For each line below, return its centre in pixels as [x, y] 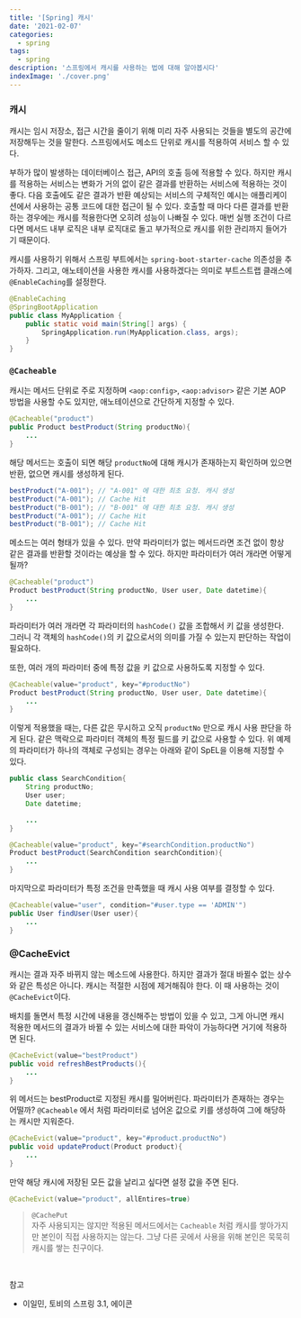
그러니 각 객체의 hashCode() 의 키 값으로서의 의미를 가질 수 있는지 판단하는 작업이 [150, 637]
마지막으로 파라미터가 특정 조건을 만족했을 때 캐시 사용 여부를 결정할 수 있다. [142, 888]
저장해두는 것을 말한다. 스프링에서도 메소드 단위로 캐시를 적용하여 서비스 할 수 [145, 142]
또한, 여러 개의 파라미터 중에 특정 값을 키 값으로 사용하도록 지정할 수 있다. [137, 667]
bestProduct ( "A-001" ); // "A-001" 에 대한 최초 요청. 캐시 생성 [122, 491]
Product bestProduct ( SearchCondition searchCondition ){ [116, 853]
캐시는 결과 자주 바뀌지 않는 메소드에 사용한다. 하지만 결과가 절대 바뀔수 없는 [142, 974]
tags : [19, 51]
